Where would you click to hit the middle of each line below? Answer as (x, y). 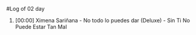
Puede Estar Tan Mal (41, 27)
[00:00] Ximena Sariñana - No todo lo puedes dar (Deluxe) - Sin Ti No (102, 20)
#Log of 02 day (25, 9)
